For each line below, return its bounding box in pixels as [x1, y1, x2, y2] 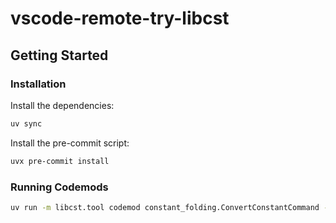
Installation [10, 77, 67, 91]
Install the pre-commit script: [10, 137, 130, 149]
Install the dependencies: [10, 99, 115, 111]
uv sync [10, 118, 43, 129]
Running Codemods [10, 180, 109, 194]
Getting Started [10, 47, 109, 64]
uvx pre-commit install [10, 156, 110, 166]
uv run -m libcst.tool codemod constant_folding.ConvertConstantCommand [10, 202, 320, 212]
